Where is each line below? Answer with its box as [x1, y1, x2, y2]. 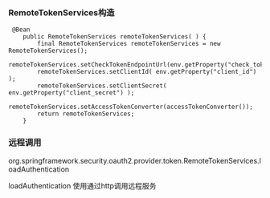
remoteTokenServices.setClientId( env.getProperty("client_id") [37, 68, 257, 76]
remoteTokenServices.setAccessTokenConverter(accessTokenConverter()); [8, 103, 253, 111]
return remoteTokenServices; [37, 110, 135, 118]
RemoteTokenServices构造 [8, 6, 115, 18]
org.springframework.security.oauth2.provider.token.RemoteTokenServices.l [8, 156, 261, 165]
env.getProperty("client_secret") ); [8, 89, 135, 97]
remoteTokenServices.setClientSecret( [37, 82, 167, 90]
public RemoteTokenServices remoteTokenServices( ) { [22, 33, 207, 41]
